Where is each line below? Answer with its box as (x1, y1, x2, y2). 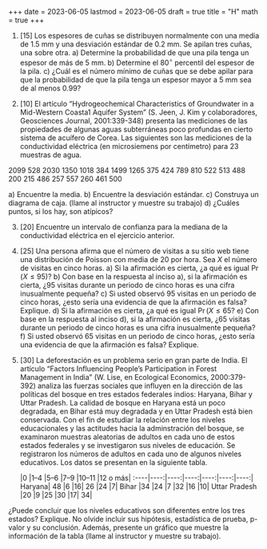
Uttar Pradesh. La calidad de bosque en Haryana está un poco (19, 398, 226, 407)
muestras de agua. (19, 150, 82, 159)
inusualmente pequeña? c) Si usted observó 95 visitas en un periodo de (19, 289, 257, 298)
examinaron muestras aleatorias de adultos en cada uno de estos (19, 432, 236, 442)
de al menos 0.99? (19, 83, 82, 93)
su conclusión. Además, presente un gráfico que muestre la (32, 523, 229, 532)
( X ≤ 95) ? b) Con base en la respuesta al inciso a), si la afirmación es (19, 272, 248, 281)
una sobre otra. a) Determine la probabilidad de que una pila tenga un (19, 48, 249, 57)
